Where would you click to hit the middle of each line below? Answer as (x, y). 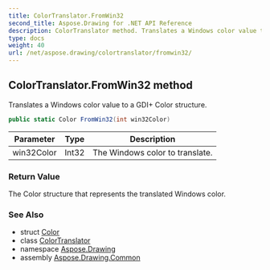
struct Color (40, 232)
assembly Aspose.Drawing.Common (80, 258)
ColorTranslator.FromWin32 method (100, 85)
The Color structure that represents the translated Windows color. (117, 194)
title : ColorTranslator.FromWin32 (66, 16)
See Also (26, 215)
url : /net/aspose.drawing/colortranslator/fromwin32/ (100, 53)
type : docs (27, 38)
